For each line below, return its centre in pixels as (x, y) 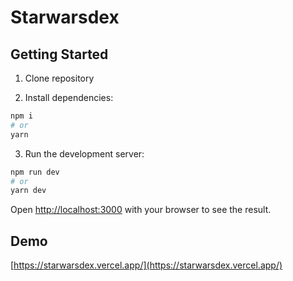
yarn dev (28, 191)
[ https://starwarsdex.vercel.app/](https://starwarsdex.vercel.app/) (146, 265)
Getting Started (59, 54)
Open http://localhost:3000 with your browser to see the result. (141, 210)
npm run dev (35, 172)
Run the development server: (84, 153)
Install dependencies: (69, 97)
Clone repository (59, 78)
